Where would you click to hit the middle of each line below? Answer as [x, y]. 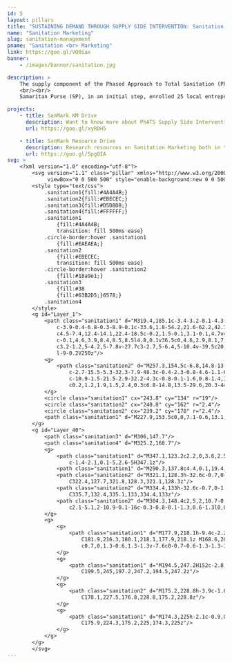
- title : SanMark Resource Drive [68, 141]
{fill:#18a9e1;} [80, 276]
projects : [21, 109]
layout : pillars [30, 20]
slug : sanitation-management [49, 39]
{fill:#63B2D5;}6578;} [89, 295]
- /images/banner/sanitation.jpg [68, 65]
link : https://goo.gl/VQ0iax [49, 53]
